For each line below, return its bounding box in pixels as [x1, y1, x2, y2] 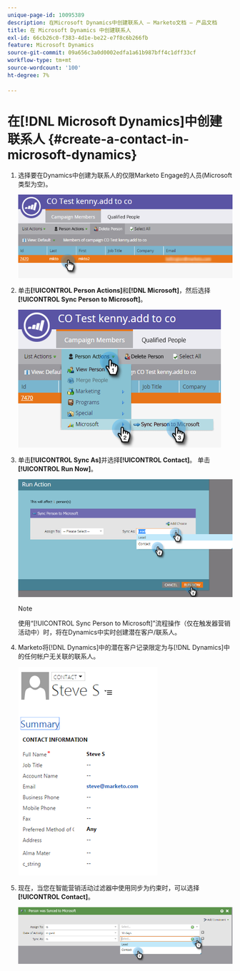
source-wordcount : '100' [7, 64, 81, 71]
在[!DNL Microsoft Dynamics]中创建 [7, 113, 223, 129]
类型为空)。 [17, 180, 52, 188]
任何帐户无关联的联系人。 [24, 652, 100, 660]
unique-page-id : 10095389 [7, 11, 84, 19]
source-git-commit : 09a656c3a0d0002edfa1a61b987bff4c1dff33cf [7, 49, 196, 56]
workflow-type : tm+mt [7, 57, 72, 64]
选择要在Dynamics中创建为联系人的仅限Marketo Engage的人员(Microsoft [17, 171, 232, 180]
